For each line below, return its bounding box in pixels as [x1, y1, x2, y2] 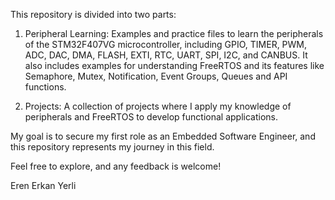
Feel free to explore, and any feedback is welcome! [10, 160, 222, 172]
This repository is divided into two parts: [10, 9, 177, 20]
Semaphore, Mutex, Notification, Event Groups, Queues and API [24, 70, 288, 82]
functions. [24, 81, 67, 93]
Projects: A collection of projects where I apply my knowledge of [24, 100, 292, 112]
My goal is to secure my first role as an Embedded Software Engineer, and [10, 130, 316, 142]
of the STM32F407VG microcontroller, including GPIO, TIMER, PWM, [24, 39, 308, 50]
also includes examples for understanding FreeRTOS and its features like [24, 60, 325, 71]
